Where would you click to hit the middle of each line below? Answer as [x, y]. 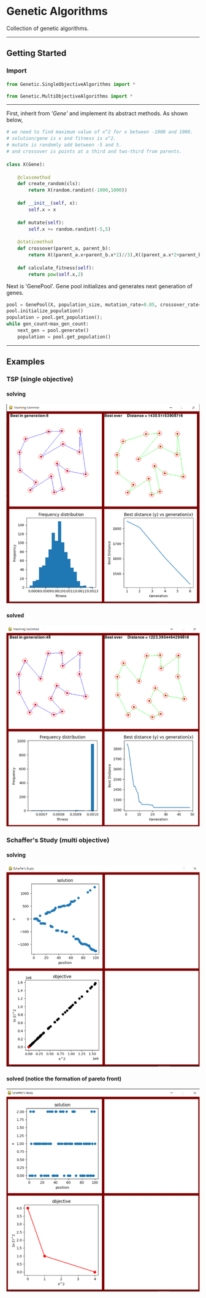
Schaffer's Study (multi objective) [58, 840]
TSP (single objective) [40, 380]
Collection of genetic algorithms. [48, 28]
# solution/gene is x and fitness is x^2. [61, 139]
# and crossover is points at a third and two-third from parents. [94, 151]
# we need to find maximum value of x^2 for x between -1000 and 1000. [100, 132]
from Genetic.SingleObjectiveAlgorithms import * [71, 84]
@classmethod [34, 177]
